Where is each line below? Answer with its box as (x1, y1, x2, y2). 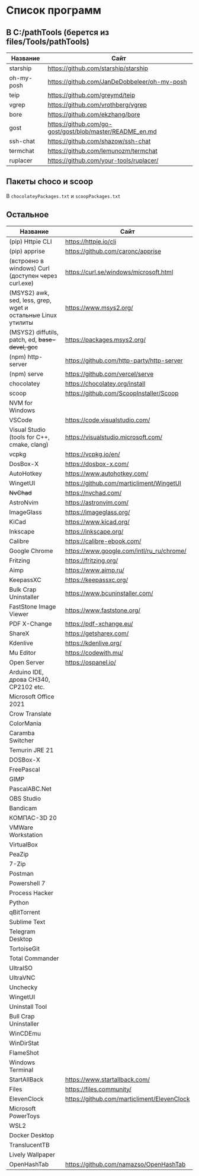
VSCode (9, 416, 33, 424)
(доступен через (9, 271, 57, 280)
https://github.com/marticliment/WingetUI (65, 479, 182, 487)
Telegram (9, 927, 36, 936)
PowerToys (9, 1112, 40, 1120)
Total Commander (9, 954, 59, 962)
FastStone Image (9, 602, 56, 610)
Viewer (9, 610, 29, 618)
